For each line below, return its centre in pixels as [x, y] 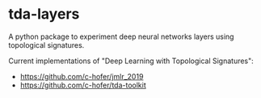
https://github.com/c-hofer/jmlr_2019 [82, 76]
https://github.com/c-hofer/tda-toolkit [83, 85]
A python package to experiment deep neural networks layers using [121, 36]
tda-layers [44, 14]
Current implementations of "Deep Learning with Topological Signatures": [131, 61]
